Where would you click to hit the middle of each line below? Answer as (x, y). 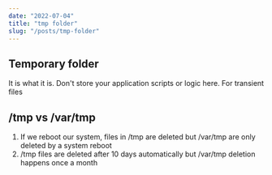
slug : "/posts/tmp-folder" (54, 31)
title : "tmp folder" (43, 23)
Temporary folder (54, 64)
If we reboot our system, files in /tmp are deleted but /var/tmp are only (138, 137)
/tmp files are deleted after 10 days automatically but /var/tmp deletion (138, 154)
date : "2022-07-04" (41, 16)
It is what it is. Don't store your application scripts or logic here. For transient (136, 83)
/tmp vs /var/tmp (52, 117)
